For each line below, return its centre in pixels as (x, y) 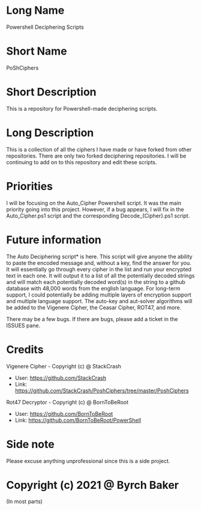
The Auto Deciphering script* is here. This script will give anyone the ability (100, 256)
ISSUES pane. (23, 325)
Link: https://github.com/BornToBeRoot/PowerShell (78, 420)
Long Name (35, 10)
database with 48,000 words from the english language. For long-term (93, 288)
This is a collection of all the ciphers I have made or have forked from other (99, 149)
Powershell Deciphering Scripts (45, 27)
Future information (54, 240)
